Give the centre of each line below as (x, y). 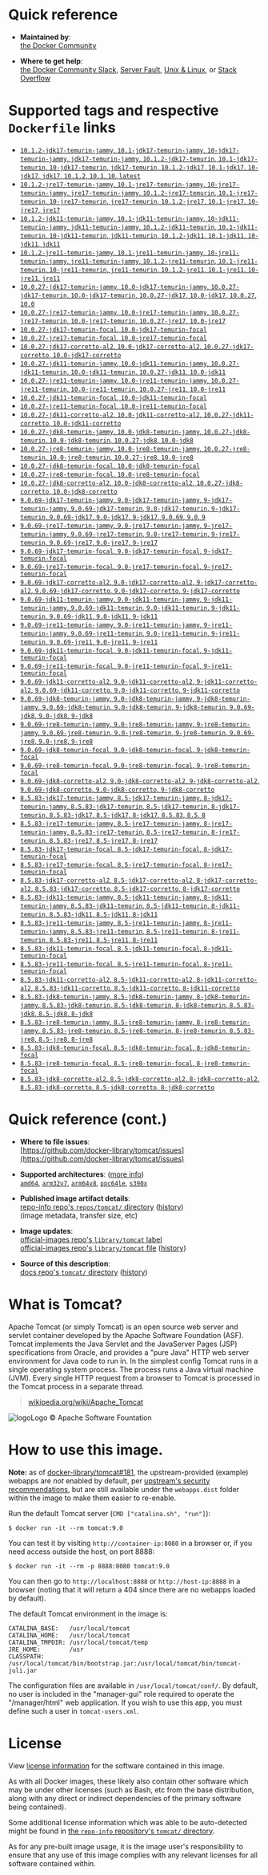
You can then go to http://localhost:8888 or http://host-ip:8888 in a (124, 1581)
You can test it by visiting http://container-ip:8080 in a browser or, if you (130, 1543)
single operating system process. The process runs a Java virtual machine (131, 1369)
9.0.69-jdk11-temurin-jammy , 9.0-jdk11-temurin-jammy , (111, 599)
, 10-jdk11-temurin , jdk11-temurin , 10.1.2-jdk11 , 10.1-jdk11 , (146, 235)
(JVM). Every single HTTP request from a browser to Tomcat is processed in (134, 1377)
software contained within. (52, 1863)
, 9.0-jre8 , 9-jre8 (64, 741)
